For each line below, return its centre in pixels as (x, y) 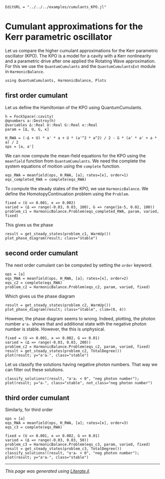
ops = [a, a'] (20, 147)
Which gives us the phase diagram (40, 296)
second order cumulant (42, 253)
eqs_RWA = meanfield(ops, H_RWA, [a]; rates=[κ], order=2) (67, 278)
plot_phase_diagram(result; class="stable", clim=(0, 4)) (66, 309)
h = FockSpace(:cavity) (29, 116)
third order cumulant (37, 398)
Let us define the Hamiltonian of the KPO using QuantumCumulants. (74, 107)
